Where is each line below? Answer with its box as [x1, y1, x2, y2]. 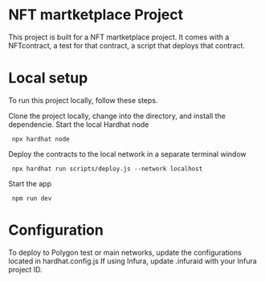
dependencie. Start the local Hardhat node [8, 119, 149, 129]
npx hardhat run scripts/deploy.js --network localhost [11, 165, 203, 173]
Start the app [8, 178, 52, 188]
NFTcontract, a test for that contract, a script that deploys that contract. [8, 40, 246, 50]
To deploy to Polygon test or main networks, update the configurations [8, 247, 243, 257]
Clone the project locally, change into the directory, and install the [8, 111, 226, 121]
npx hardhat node [11, 135, 70, 143]
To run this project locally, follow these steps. [8, 95, 158, 105]
